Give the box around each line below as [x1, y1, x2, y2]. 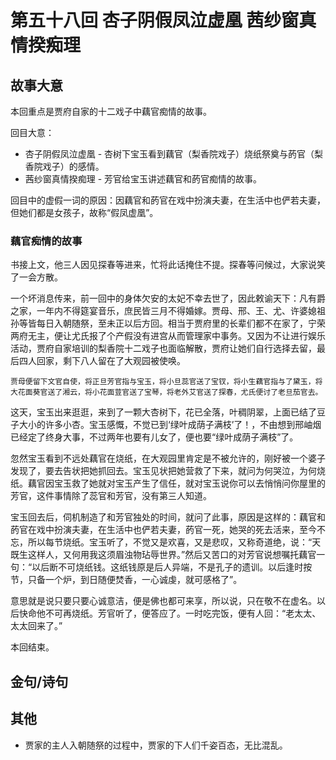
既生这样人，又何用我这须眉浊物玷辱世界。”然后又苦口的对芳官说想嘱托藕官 [10, 549, 317, 561]
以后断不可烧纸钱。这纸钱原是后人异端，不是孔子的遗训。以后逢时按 [31, 561, 313, 573]
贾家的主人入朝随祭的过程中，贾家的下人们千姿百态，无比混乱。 [24, 739, 288, 751]
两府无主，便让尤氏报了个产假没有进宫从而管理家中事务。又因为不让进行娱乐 [10, 330, 326, 342]
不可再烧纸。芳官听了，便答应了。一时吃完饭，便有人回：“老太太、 [44, 607, 322, 620]
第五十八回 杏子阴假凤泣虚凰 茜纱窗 [10, 9, 300, 32]
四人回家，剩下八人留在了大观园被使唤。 [18, 355, 186, 367]
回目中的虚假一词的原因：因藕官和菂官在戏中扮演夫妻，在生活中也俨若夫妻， [10, 194, 326, 206]
